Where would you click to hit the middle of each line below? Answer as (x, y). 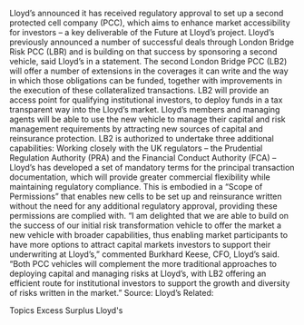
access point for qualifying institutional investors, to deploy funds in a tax (146, 100)
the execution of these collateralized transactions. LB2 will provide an (139, 90)
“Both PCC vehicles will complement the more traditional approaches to (143, 264)
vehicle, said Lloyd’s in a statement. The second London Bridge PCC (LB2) (148, 61)
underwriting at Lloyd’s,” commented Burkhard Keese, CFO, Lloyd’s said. (144, 254)
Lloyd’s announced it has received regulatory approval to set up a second (147, 13)
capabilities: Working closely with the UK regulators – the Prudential (136, 148)
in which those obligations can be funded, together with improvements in (146, 80)
